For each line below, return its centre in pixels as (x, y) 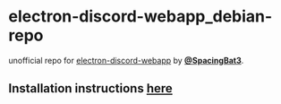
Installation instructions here (91, 88)
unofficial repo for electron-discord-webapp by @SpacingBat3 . (126, 60)
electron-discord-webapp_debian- (140, 17)
